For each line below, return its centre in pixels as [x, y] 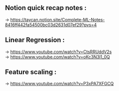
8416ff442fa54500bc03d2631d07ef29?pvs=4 [51, 25]
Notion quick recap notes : [46, 8]
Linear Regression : [35, 40]
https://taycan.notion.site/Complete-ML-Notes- [58, 19]
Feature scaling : [31, 72]
